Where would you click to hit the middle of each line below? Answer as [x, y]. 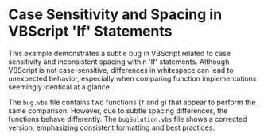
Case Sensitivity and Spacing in [115, 15]
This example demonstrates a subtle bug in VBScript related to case [120, 53]
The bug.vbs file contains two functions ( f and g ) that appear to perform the [132, 102]
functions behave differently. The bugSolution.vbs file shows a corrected [128, 119]
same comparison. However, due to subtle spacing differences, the [118, 110]
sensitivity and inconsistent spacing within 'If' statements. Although [119, 62]
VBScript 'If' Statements [90, 31]
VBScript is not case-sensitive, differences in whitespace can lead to [121, 70]
